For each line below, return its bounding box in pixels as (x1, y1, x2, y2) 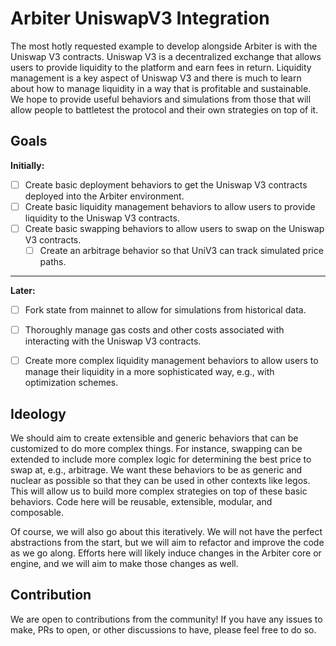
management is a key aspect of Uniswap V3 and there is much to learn (10, 72, 302, 84)
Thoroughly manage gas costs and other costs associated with (24, 324, 285, 336)
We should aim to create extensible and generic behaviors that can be (10, 432, 299, 444)
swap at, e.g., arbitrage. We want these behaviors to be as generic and (10, 464, 303, 476)
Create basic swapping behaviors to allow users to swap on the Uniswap (24, 222, 325, 234)
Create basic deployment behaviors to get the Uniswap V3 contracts (24, 178, 308, 191)
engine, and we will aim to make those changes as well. (10, 558, 239, 569)
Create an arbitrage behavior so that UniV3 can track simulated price (39, 244, 324, 256)
